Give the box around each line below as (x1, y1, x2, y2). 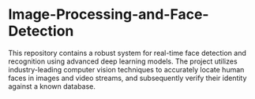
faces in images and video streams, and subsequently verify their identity (8, 73, 247, 82)
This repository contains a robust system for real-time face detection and (8, 48, 246, 57)
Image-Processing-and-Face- (8, 5, 209, 24)
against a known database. (8, 81, 96, 91)
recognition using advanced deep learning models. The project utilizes (8, 57, 238, 66)
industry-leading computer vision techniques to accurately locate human (8, 64, 245, 74)
